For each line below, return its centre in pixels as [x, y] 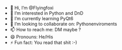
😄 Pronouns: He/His [32, 37]
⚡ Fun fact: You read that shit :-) [43, 42]
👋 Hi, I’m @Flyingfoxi [32, 8]
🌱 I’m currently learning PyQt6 [42, 18]
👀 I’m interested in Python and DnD [47, 13]
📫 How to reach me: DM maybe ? [45, 30]
